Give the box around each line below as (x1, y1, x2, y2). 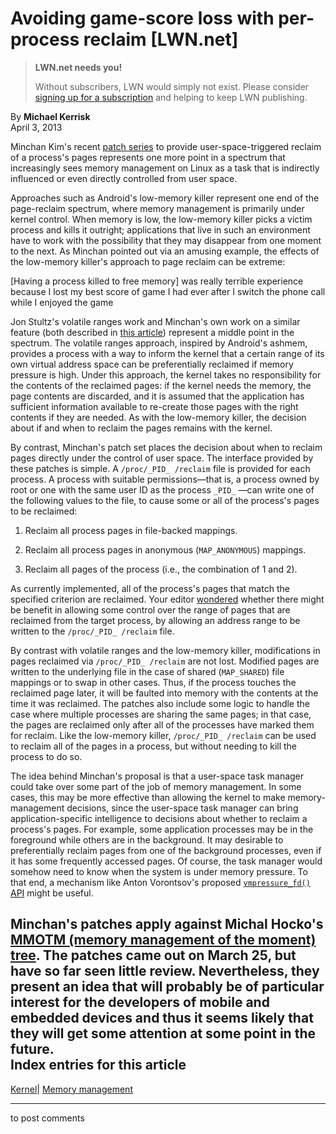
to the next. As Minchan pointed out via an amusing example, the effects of (10, 245, 320, 257)
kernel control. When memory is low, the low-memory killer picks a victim (10, 213, 313, 225)
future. (10, 1041, 55, 1058)
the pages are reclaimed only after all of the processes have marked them (10, 718, 315, 731)
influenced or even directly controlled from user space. (10, 172, 238, 184)
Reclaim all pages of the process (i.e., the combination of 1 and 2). (24, 563, 298, 575)
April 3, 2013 (10, 121, 63, 133)
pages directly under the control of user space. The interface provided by (10, 452, 314, 464)
